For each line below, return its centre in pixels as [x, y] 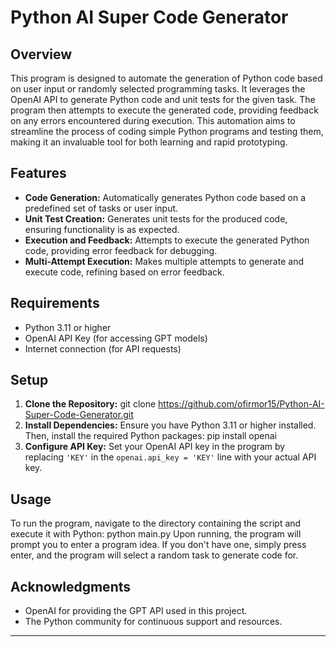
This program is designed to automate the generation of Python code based [166, 78]
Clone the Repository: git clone [90, 404]
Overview [41, 54]
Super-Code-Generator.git [79, 415]
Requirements [55, 303]
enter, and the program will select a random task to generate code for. [154, 555]
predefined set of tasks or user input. [101, 208]
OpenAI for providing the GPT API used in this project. [136, 611]
